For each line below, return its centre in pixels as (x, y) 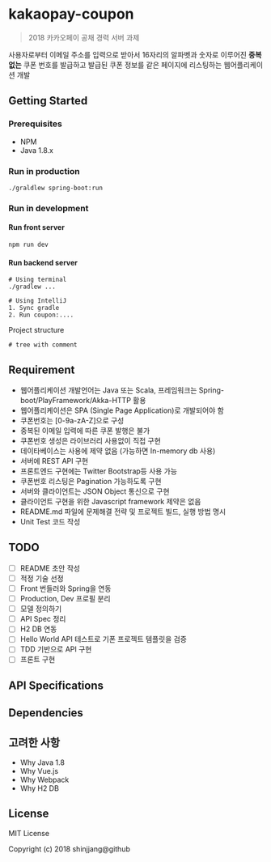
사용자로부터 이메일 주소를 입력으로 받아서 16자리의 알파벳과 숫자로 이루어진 (127, 54)
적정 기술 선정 (42, 578)
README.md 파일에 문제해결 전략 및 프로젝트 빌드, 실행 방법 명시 (123, 512)
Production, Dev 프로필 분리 (65, 599)
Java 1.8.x (37, 150)
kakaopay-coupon (72, 14)
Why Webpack (44, 780)
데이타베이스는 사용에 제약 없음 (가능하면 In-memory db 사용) (118, 451)
